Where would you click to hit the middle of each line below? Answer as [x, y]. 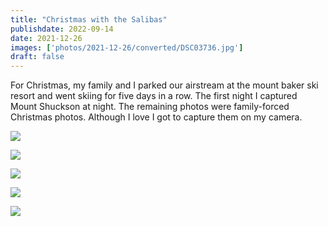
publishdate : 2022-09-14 [62, 29]
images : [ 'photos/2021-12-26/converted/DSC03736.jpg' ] [127, 47]
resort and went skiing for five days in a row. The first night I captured [154, 96]
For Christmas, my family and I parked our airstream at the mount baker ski [164, 85]
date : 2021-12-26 [46, 38]
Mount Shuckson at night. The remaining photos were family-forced [150, 107]
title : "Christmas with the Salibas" [89, 19]
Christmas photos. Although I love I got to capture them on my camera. [156, 117]
